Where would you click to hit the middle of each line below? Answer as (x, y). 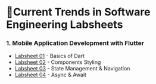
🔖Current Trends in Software (78, 12)
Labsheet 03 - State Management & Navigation (72, 69)
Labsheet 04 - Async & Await (50, 75)
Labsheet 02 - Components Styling (58, 62)
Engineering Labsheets (65, 25)
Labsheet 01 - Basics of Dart (50, 56)
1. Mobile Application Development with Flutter (75, 43)
